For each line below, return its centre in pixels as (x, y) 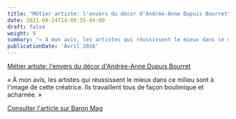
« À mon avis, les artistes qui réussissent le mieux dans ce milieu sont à (111, 80)
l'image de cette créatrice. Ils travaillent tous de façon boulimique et (106, 87)
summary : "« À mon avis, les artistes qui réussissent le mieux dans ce (116, 40)
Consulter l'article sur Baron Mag (55, 108)
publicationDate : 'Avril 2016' (53, 46)
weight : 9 (22, 33)
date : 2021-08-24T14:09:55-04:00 (56, 20)
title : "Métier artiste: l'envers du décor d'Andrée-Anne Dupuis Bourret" (119, 14)
